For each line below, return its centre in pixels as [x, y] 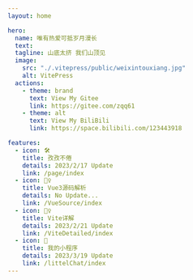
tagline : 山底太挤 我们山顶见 [60, 53]
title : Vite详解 [48, 218]
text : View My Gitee [64, 98]
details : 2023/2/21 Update [68, 226]
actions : [30, 83]
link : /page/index [53, 173]
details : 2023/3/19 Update [68, 256]
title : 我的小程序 [50, 248]
